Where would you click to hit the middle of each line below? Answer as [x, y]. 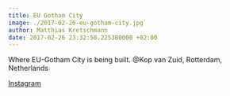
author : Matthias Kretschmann [58, 30]
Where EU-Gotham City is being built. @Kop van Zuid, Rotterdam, [115, 60]
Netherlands [29, 68]
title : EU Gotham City [46, 15]
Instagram [25, 83]
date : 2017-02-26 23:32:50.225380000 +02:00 [83, 37]
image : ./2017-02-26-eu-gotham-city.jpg [76, 23]
